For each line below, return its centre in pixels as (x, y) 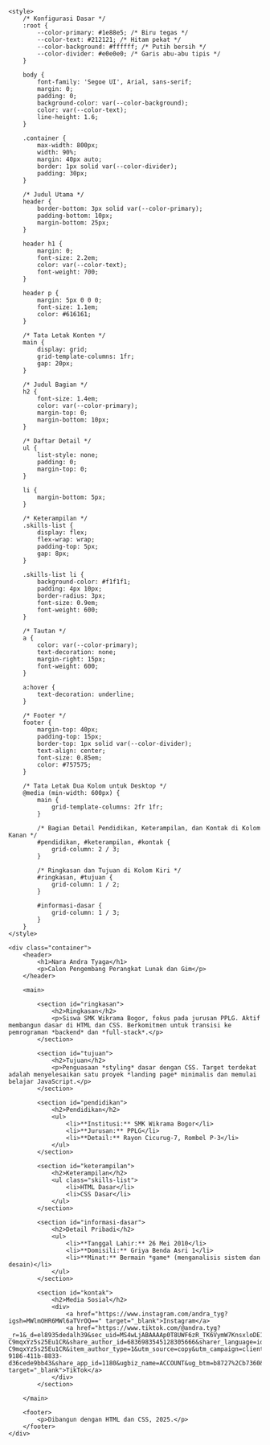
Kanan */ (23, 835)
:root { (35, 26)
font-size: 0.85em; (70, 758)
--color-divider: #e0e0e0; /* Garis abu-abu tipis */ (129, 54)
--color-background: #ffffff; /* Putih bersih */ (122, 47)
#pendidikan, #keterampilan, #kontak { (104, 842)
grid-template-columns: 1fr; (86, 356)
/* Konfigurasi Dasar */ (64, 19)
